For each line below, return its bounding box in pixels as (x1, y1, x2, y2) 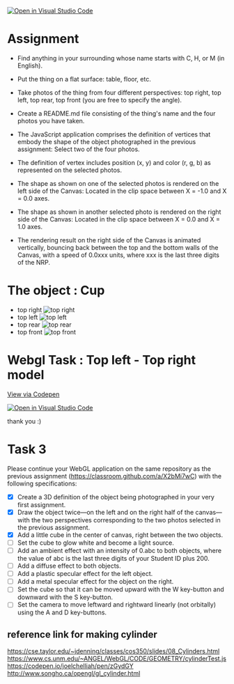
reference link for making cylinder (7, 628, 158, 640)
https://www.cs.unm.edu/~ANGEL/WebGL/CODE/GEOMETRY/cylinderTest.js (7, 655, 226, 663)
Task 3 (7, 442, 47, 457)
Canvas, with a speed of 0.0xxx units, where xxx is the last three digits (17, 251, 219, 259)
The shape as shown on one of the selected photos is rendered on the (17, 179, 219, 187)
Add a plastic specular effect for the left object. (17, 570, 153, 578)
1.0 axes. (17, 222, 43, 231)
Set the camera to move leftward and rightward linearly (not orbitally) (17, 600, 217, 609)
